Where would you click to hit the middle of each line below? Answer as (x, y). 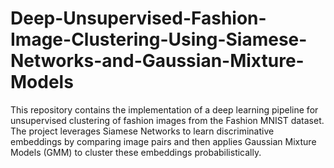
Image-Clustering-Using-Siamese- (159, 39)
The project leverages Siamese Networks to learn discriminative (142, 131)
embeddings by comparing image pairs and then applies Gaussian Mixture (163, 141)
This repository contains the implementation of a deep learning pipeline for (164, 109)
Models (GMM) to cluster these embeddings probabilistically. (136, 152)
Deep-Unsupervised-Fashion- (138, 18)
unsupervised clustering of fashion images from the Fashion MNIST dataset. (167, 120)
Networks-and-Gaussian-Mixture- (157, 61)
